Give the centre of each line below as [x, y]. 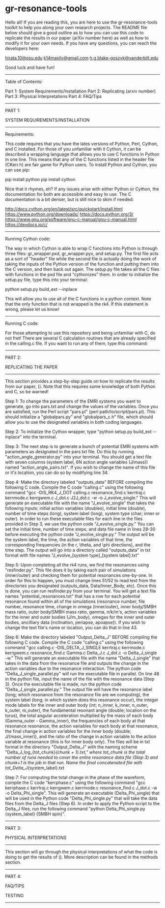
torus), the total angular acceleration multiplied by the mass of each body [79, 715]
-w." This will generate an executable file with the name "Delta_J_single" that [82, 658]
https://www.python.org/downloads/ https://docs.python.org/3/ [69, 214]
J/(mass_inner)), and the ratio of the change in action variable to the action [81, 736]
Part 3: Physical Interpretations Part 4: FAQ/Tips [54, 96]
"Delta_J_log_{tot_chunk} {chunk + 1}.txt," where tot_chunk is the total [75, 752]
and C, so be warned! [27, 391]
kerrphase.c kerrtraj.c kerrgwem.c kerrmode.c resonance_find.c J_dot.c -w [81, 787]
